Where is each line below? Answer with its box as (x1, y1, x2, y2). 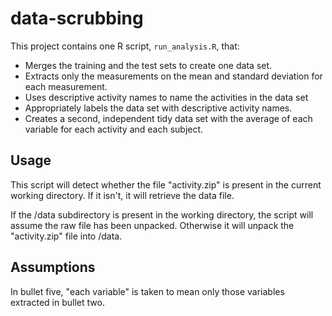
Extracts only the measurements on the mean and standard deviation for (24, 70, 323, 82)
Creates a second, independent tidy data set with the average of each (24, 112, 313, 124)
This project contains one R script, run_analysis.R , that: (10, 40, 240, 52)
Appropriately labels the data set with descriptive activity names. (24, 102, 293, 114)
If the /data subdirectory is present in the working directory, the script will (10, 208, 314, 221)
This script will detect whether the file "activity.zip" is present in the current (10, 178, 322, 191)
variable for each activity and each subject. (24, 123, 204, 135)
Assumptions (10, 259, 96, 276)
